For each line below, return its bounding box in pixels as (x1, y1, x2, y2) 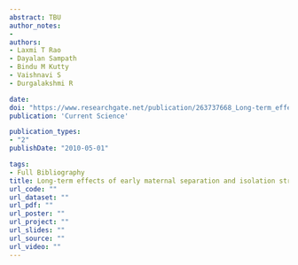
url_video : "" (9, 242, 62, 251)
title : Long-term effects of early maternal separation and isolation (9, 176, 276, 185)
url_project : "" (9, 218, 69, 227)
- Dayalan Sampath (9, 54, 77, 63)
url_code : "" (9, 184, 58, 193)
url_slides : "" (9, 226, 66, 235)
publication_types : (9, 128, 82, 136)
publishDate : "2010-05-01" (9, 144, 109, 153)
